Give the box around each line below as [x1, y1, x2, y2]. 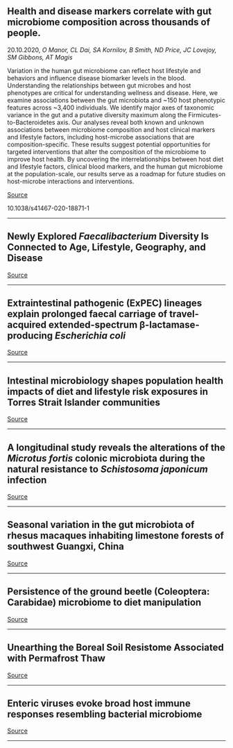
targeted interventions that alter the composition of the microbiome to [7, 147, 207, 155]
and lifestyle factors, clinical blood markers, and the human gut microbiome [7, 162, 223, 171]
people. [7, 27, 42, 39]
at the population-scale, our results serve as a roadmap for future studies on [7, 169, 226, 178]
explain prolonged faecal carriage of [7, 308, 168, 320]
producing [7, 330, 53, 342]
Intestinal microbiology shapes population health [7, 375, 224, 386]
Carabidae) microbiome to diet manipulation [7, 597, 202, 609]
